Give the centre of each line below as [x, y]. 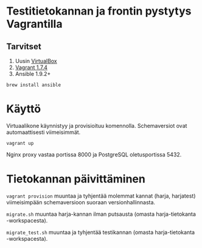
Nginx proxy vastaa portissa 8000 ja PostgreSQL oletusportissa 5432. [94, 154]
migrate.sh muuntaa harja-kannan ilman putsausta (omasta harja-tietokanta [101, 214]
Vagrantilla [34, 24]
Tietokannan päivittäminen [76, 179]
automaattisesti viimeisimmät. [44, 132]
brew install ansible [34, 85]
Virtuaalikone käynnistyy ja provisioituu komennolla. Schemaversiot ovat [97, 126]
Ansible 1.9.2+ [33, 74]
